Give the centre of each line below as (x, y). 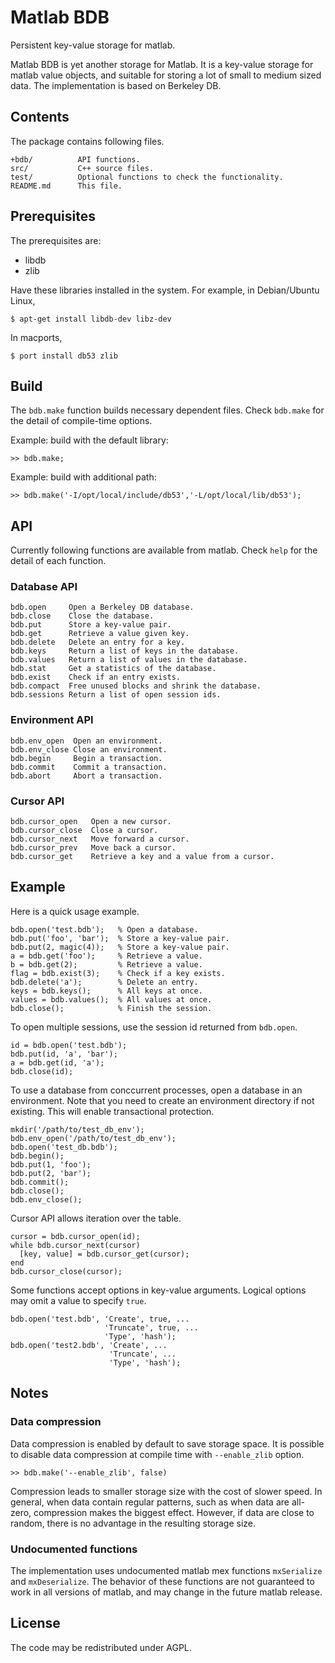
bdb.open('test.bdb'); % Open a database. (104, 929)
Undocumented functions (74, 1549)
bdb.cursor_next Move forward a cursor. (100, 839)
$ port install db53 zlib (64, 356)
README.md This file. (66, 186)
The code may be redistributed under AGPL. (101, 1647)
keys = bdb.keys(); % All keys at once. (106, 991)
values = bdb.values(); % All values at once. (111, 999)
